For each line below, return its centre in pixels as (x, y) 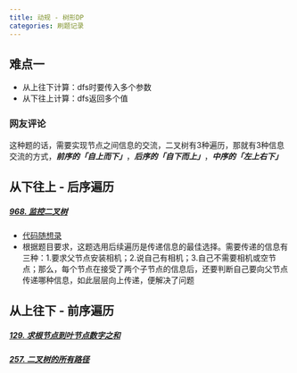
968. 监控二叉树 (39, 211)
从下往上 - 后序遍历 (62, 187)
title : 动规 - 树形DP (47, 17)
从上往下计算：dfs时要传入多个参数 (87, 87)
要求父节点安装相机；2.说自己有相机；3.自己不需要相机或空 (160, 257)
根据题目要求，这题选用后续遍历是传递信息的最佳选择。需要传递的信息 (151, 246)
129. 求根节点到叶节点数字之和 (65, 335)
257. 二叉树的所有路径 (49, 360)
